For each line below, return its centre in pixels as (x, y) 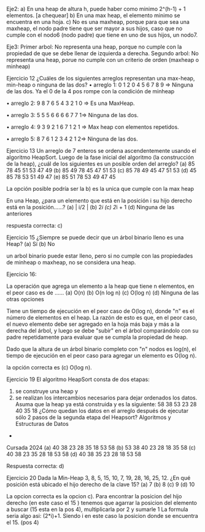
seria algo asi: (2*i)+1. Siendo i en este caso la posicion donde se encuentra (102, 516)
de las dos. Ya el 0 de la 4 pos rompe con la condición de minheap (91, 91)
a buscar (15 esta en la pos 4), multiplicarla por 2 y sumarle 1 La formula (97, 509)
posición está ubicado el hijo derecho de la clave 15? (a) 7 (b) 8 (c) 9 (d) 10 (101, 484)
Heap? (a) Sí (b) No (31, 244)
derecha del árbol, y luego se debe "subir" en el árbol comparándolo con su (102, 330)
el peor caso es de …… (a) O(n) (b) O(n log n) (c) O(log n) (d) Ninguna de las (103, 293)
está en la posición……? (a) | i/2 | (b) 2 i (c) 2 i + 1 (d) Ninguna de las (91, 207)
